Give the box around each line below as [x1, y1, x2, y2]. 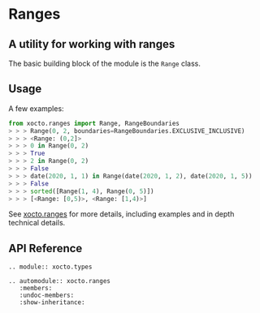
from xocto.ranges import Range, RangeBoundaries [8, 119, 180, 127]
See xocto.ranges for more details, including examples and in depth [8, 209, 235, 219]
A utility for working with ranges [8, 37, 175, 51]
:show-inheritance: [19, 298, 85, 307]
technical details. [8, 218, 66, 228]
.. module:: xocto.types [8, 263, 93, 272]
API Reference [8, 241, 83, 255]
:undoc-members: [19, 291, 75, 300]
